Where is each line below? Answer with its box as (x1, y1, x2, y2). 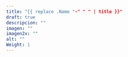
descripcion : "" (6, 20, 46, 26)
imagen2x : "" (6, 31, 38, 37)
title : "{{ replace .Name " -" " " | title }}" (6, 8, 123, 15)
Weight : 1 (6, 42, 31, 48)
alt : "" (6, 36, 25, 42)
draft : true (6, 14, 35, 20)
